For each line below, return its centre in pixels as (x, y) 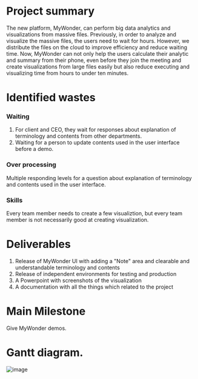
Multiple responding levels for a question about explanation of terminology (99, 178)
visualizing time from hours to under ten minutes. (68, 73)
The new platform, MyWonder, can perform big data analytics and (88, 28)
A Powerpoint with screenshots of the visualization (78, 280)
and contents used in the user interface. (56, 184)
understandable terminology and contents (67, 267)
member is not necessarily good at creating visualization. (78, 220)
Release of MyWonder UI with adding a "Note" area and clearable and (102, 261)
